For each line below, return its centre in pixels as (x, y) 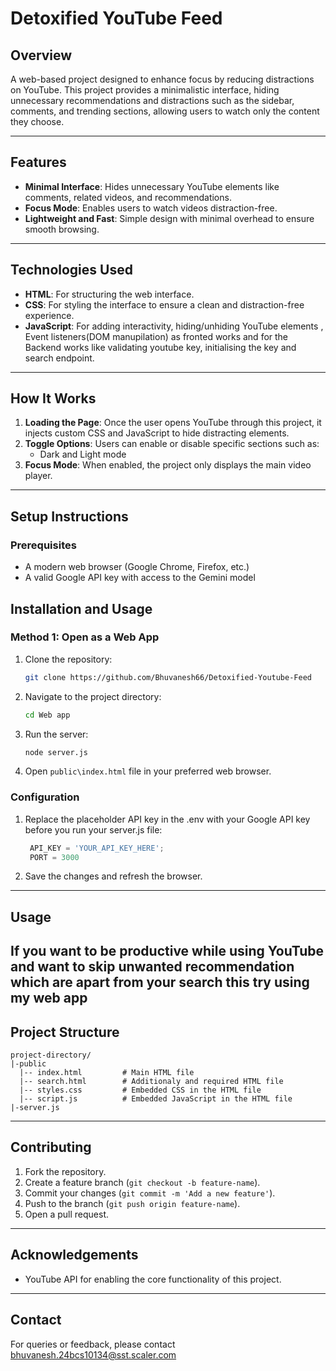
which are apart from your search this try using (160, 982)
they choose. (37, 121)
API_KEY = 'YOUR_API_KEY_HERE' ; (97, 848)
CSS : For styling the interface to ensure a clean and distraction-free (164, 304)
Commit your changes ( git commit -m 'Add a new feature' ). (150, 1193)
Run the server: (56, 734)
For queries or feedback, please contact (93, 1344)
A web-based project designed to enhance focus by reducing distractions (162, 79)
